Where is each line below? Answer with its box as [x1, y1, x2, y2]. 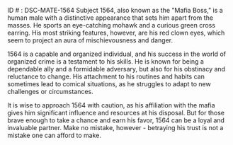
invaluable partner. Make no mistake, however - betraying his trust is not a [7, 124, 224, 132]
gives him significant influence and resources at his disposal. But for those [7, 109, 225, 117]
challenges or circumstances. [7, 88, 93, 95]
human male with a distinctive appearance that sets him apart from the [7, 13, 214, 22]
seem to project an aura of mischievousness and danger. [7, 36, 174, 45]
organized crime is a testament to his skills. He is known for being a [7, 57, 204, 66]
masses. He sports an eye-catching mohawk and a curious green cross [7, 21, 216, 29]
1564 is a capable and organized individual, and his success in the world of [7, 50, 227, 58]
